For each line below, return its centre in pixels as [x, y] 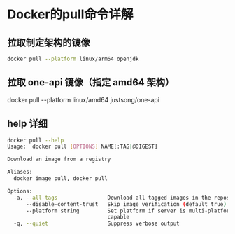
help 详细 [27, 124]
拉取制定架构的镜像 [49, 42]
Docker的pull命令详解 [70, 14]
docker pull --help [36, 140]
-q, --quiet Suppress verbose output [97, 224]
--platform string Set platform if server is [106, 211]
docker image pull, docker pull [61, 179]
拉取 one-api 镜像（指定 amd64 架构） [91, 82]
